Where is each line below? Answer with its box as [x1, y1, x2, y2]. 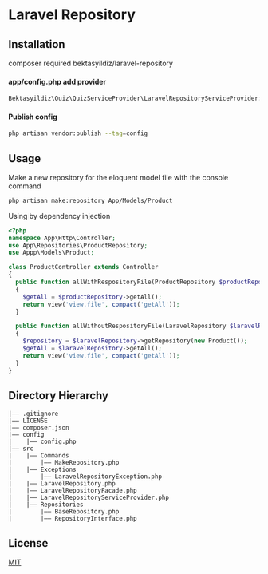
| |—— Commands [8, 452, 69, 460]
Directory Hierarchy [8, 389, 109, 402]
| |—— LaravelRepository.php [8, 480, 116, 488]
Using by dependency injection [8, 211, 111, 220]
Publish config [8, 112, 57, 121]
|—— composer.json [8, 424, 69, 432]
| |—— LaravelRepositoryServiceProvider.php [8, 493, 170, 502]
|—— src [8, 445, 34, 453]
